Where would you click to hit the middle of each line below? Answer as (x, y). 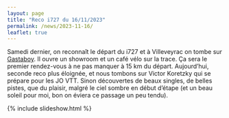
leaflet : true (27, 32)
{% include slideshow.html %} (49, 108)
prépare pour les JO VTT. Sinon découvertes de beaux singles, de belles (110, 81)
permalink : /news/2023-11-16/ (50, 26)
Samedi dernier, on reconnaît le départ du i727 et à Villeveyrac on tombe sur (115, 52)
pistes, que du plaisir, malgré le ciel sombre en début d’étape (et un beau (110, 88)
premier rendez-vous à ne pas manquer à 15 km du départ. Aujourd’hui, (108, 66)
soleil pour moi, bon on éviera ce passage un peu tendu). (87, 95)
